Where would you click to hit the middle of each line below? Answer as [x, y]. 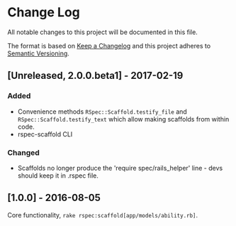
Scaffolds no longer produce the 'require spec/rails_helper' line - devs [120, 168]
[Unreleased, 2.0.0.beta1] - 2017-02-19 [95, 76]
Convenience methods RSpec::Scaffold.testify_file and [102, 112]
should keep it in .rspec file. [58, 176]
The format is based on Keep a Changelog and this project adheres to [109, 45]
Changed [24, 152]
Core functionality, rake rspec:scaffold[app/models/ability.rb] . [103, 215]
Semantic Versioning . [38, 53]
